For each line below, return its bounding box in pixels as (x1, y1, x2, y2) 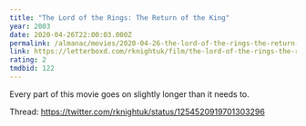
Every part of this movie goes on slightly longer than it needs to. (9, 88, 250, 100)
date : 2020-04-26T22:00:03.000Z (9, 30, 132, 39)
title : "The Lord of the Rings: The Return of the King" (9, 13, 230, 23)
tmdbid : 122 (9, 64, 55, 73)
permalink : (9, 38, 51, 48)
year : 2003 (9, 22, 51, 31)
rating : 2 (9, 55, 47, 64)
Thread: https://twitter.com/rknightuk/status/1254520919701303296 (9, 106, 266, 117)
